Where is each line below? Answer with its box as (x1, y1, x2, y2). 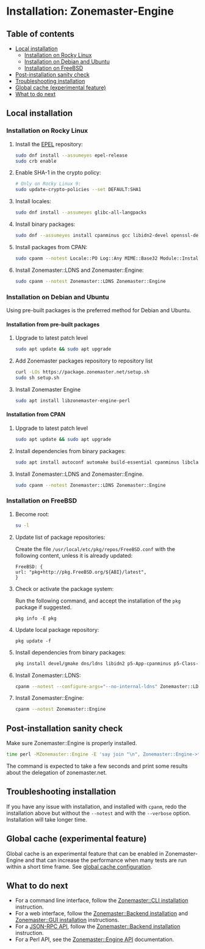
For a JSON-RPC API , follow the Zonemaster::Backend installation (15, 923, 181, 930)
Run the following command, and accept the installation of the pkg (15, 597, 181, 604)
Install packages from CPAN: (15, 243, 87, 250)
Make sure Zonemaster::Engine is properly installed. (6, 740, 137, 747)
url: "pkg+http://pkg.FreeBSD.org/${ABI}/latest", (15, 569, 147, 575)
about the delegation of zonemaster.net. (6, 769, 107, 776)
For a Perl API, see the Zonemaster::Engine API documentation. (15, 936, 174, 943)
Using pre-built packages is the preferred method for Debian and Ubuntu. (6, 306, 192, 313)
